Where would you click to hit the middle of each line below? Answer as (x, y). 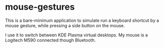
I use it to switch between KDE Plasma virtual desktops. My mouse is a (77, 35)
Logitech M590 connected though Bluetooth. (51, 40)
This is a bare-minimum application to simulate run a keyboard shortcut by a (82, 20)
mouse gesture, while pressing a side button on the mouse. (65, 25)
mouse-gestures (40, 7)
